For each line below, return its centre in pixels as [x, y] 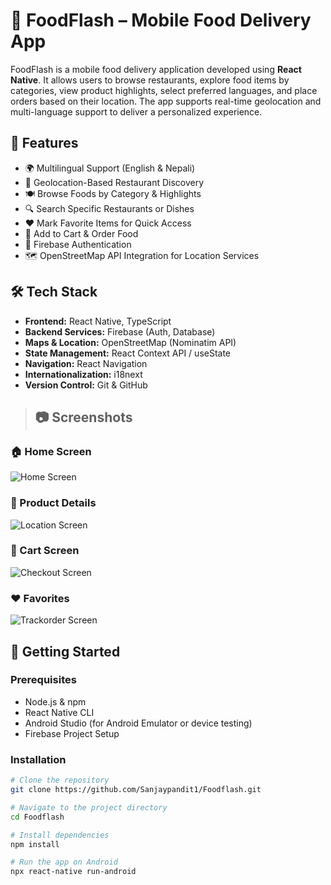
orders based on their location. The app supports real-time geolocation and [166, 101]
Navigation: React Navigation [86, 363]
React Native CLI [59, 712]
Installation [38, 759]
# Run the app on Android [64, 862]
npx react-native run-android [73, 872]
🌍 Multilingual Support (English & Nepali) [110, 168]
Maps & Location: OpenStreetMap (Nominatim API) [130, 342]
